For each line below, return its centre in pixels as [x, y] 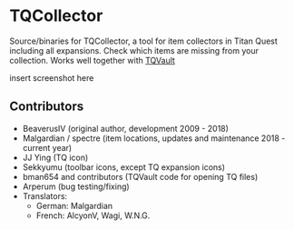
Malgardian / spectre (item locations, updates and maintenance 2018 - [154, 138]
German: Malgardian [74, 205]
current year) [47, 147]
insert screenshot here [52, 77]
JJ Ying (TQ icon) [55, 157]
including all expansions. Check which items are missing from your [134, 50]
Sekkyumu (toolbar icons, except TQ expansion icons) [123, 167]
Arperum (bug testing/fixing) [76, 186]
